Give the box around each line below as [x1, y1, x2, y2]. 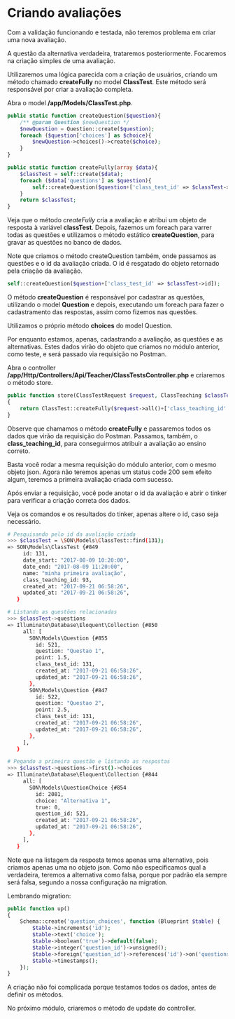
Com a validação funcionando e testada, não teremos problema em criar [7, 28, 216, 36]
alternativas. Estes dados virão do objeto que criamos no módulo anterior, [7, 342, 220, 351]
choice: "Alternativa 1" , [35, 797, 111, 804]
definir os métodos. [7, 990, 64, 999]
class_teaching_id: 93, [22, 576, 92, 583]
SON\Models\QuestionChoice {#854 [29, 784, 127, 791]
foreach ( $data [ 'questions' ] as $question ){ [20, 177, 152, 184]
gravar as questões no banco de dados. [7, 238, 122, 247]
